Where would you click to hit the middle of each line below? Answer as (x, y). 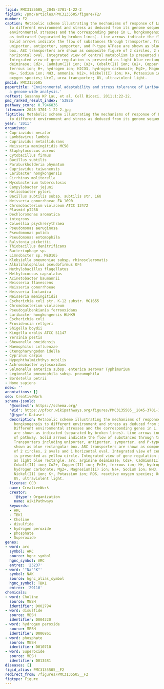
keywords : (19, 506)
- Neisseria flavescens (29, 283)
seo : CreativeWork (24, 397)
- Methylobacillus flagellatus (37, 269)
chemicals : (16, 592)
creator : (18, 492)
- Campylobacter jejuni (29, 187)
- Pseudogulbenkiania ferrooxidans (41, 310)
